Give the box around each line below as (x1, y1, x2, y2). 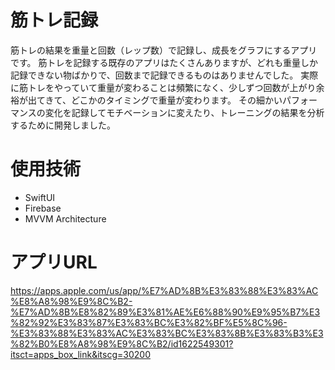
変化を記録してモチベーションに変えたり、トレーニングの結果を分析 (44, 106, 325, 118)
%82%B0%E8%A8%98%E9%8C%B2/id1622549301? (10, 337, 234, 350)
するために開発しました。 (10, 119, 116, 131)
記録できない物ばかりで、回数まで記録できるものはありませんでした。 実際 (10, 69, 319, 81)
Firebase (24, 202, 62, 214)
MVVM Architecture (24, 212, 107, 225)
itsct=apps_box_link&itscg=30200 (10, 348, 151, 360)
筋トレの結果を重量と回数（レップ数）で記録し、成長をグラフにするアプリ (10, 44, 318, 56)
